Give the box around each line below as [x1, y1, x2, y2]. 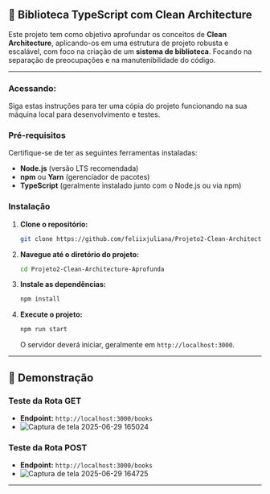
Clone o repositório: [19, 219, 88, 229]
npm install [19, 295, 60, 303]
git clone [19, 235, 54, 243]
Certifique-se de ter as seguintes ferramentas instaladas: [8, 148, 198, 158]
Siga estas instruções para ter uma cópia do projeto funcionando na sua [8, 102, 247, 111]
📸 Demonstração [8, 371, 94, 384]
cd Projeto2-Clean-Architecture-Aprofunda [19, 265, 165, 273]
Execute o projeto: [19, 309, 83, 319]
